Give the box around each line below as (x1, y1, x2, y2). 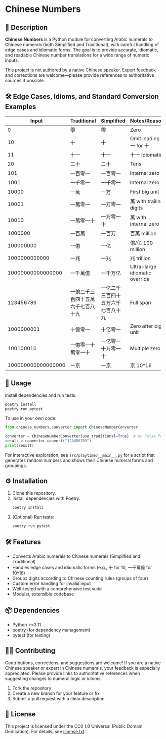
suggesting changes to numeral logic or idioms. (5, 675, 102, 682)
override (130, 275, 150, 282)
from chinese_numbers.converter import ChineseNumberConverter (5, 425, 138, 430)
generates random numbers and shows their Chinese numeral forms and (5, 457, 153, 463)
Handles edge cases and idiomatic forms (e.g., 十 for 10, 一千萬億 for (12, 565, 152, 571)
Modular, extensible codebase (12, 591, 74, 597)
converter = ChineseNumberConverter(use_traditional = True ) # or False (5, 434, 156, 439)
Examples (5, 103, 36, 111)
